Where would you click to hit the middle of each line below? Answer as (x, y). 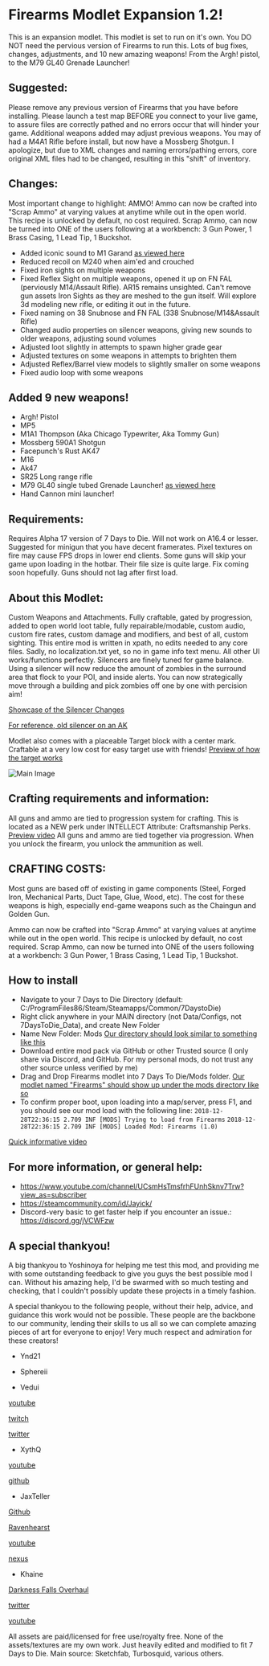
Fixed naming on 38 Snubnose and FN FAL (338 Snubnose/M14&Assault (139, 313)
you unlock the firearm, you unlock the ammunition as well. (106, 843)
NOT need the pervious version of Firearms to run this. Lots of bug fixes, (128, 45)
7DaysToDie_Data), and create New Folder (90, 1025)
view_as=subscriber (53, 1195)
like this (33, 1042)
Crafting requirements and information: (109, 798)
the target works (35, 758)
